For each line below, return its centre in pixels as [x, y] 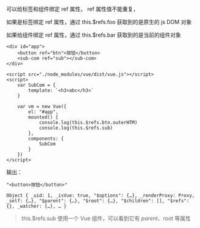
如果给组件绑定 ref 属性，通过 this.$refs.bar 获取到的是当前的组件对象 [94, 35]
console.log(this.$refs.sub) [76, 128]
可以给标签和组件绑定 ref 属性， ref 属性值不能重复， [73, 9]
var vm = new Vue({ [42, 106]
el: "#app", [44, 112]
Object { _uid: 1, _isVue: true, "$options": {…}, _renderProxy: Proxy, [101, 196]
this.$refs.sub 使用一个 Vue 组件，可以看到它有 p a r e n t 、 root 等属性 [106, 218]
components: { [46, 139]
